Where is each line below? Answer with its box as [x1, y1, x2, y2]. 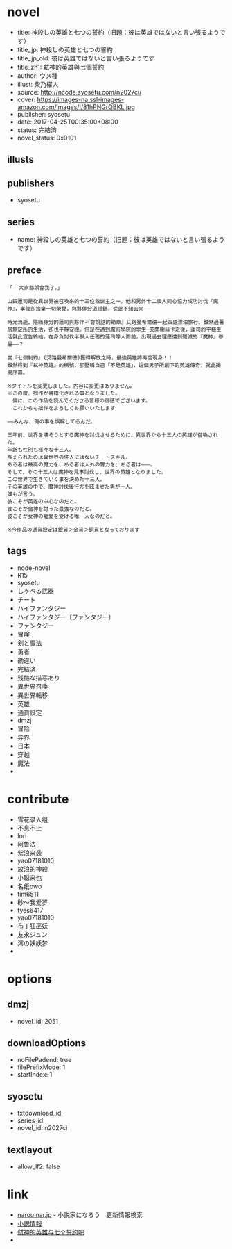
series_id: [17, 1116, 45, 1125]
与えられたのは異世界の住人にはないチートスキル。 [7, 453, 132, 461]
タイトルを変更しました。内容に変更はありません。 [11, 382, 135, 389]
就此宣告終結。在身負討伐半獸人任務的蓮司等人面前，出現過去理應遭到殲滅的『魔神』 [12, 333, 219, 341]
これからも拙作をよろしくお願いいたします [12, 405, 116, 411]
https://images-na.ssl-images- [37, 95, 125, 104]
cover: [17, 95, 36, 104]
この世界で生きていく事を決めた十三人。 [7, 475, 105, 483]
